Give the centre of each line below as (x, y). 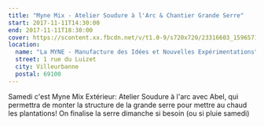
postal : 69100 (38, 74)
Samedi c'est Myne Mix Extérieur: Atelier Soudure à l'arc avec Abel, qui (123, 96)
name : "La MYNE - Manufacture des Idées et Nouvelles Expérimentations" (137, 52)
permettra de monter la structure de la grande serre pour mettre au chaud (128, 105)
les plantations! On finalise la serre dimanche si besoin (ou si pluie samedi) (129, 113)
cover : (19, 37)
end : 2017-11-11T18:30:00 (50, 30)
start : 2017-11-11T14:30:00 (54, 23)
